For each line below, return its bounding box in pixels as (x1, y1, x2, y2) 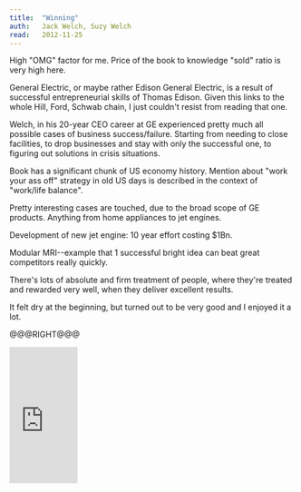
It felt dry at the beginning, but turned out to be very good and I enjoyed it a (9, 301, 292, 313)
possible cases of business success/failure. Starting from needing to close (9, 129, 288, 140)
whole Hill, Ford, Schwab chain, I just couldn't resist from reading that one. (9, 102, 288, 113)
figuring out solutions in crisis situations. (9, 148, 160, 159)
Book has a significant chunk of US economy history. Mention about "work (9, 165, 288, 177)
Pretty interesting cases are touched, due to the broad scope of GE (9, 202, 260, 213)
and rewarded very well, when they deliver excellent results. (9, 284, 234, 295)
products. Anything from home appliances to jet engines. (9, 212, 222, 223)
